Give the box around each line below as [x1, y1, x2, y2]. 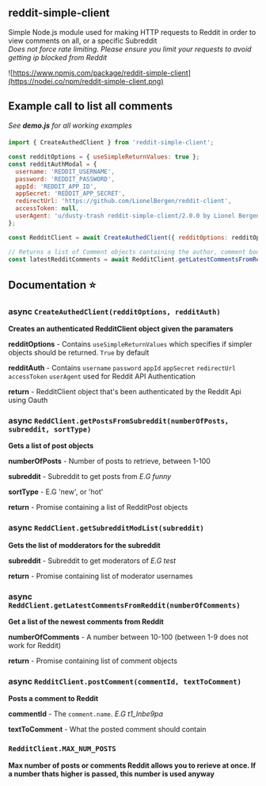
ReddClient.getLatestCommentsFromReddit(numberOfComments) [8, 600, 241, 610]
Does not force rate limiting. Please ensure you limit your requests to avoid [8, 44, 252, 54]
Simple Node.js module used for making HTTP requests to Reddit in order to [8, 27, 256, 36]
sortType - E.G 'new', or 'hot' [8, 487, 104, 497]
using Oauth [8, 396, 48, 405]
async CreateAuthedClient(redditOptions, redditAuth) [8, 305, 221, 316]
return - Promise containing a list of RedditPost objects [8, 503, 188, 512]
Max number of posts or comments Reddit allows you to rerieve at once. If [8, 761, 256, 770]
